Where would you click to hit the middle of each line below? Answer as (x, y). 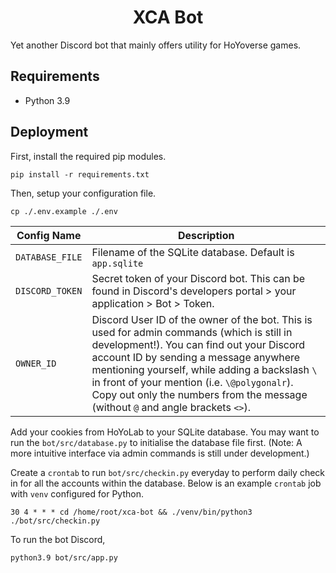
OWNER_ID (36, 363)
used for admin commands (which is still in (192, 332)
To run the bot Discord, (58, 539)
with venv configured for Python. (77, 493)
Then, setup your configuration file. (83, 193)
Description (206, 235)
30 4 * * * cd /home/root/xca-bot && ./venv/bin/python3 (131, 512)
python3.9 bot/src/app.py (64, 557)
